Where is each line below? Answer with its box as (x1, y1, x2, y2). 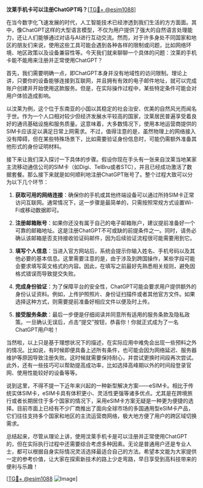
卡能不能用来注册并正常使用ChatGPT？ (6, 57, 103, 64)
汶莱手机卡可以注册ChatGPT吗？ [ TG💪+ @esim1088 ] (6, 6, 136, 13)
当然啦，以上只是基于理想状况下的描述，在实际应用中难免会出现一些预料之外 (6, 339, 197, 346)
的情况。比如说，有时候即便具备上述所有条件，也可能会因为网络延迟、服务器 (6, 346, 197, 354)
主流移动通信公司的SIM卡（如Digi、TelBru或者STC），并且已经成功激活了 (6, 163, 187, 170)
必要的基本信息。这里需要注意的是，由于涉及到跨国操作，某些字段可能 (20, 255, 195, 262)
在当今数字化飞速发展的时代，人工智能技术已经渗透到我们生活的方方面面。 (6, 19, 192, 26)
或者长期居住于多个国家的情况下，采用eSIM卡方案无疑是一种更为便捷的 (11, 397, 188, 404)
